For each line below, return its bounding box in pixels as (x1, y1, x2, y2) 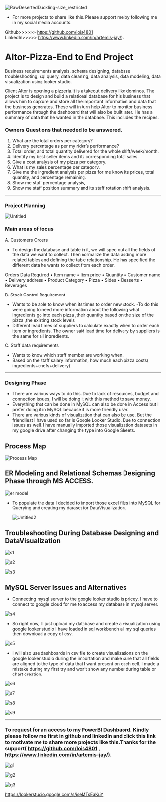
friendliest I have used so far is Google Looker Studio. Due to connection (12, 417, 161, 423)
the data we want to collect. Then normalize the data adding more (12, 252, 147, 257)
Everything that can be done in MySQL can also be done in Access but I (12, 401, 159, 407)
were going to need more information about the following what (12, 306, 140, 312)
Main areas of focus (5, 225, 54, 232)
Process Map (5, 442, 46, 450)
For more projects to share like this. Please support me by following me (12, 14, 157, 20)
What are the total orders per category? (12, 138, 93, 144)
